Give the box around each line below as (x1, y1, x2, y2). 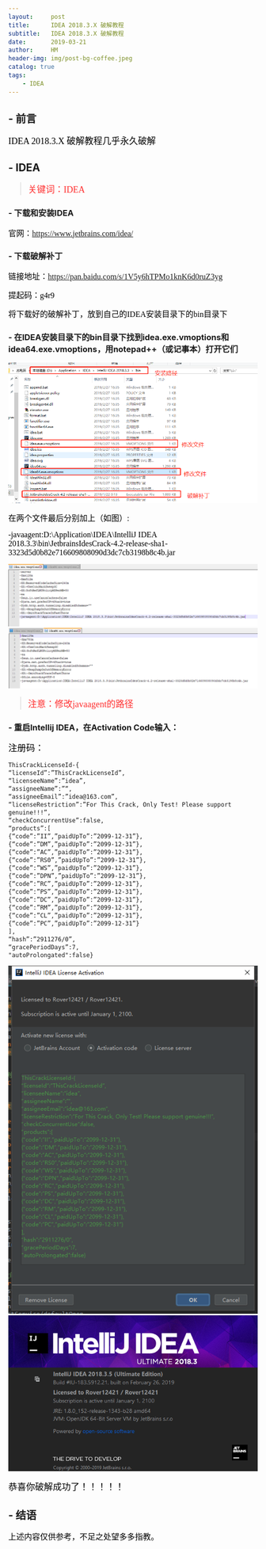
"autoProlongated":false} (8, 952, 93, 960)
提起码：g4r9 (8, 290, 55, 300)
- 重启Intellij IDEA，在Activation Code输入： (8, 722, 180, 733)
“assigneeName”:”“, (8, 785, 73, 793)
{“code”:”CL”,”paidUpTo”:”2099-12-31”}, (8, 912, 144, 920)
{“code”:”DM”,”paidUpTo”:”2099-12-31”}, (8, 841, 144, 849)
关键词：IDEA (27, 185, 85, 196)
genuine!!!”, (8, 809, 51, 817)
